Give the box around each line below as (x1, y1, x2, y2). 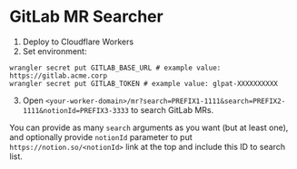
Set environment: (22, 45, 87, 56)
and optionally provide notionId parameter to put (9, 131, 193, 142)
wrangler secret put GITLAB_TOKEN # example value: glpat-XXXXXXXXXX (9, 79, 279, 88)
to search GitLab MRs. (130, 104, 214, 115)
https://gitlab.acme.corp (9, 70, 107, 80)
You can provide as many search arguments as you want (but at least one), (9, 122, 289, 133)
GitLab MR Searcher (9, 6, 163, 27)
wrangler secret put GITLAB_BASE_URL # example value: (9, 63, 222, 72)
